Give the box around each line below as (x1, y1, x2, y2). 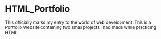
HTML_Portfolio (5, 3, 70, 14)
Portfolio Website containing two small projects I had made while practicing (5, 24, 156, 30)
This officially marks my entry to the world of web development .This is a (5, 19, 151, 25)
